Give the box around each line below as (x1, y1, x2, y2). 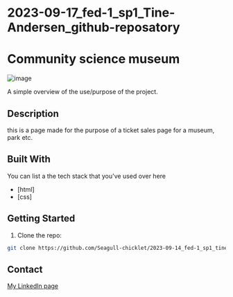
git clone (7, 244, 36, 251)
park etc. (7, 133, 33, 141)
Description (7, 107, 59, 119)
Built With (7, 154, 51, 165)
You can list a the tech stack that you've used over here (7, 172, 166, 180)
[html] (17, 185, 35, 193)
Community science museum (7, 51, 180, 67)
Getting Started (7, 213, 76, 224)
